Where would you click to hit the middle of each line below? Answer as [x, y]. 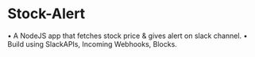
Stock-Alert [46, 14]
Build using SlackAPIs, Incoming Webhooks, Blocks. [93, 44]
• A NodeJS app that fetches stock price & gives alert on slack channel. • [127, 36]
